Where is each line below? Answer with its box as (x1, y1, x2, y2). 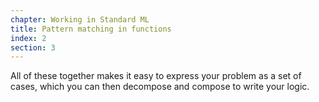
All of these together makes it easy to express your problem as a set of (10, 70, 302, 82)
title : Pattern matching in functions (10, 24, 172, 34)
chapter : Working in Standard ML (10, 14, 150, 25)
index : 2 (10, 33, 47, 43)
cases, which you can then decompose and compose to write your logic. (10, 81, 310, 93)
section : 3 (10, 42, 56, 53)
